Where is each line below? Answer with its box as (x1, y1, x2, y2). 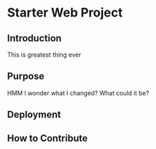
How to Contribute (7, 132, 88, 144)
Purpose (7, 70, 45, 82)
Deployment (7, 109, 61, 121)
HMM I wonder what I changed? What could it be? (7, 88, 150, 97)
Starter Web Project (7, 5, 123, 21)
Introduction (7, 32, 62, 44)
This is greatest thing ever (7, 50, 81, 59)
